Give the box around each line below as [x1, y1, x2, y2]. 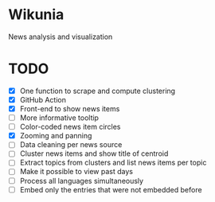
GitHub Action [19, 95, 66, 104]
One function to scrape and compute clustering [19, 86, 176, 95]
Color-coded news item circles [19, 122, 121, 132]
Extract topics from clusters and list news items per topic [19, 157, 207, 168]
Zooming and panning [19, 131, 92, 141]
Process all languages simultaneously [19, 176, 144, 185]
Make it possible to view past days [19, 167, 134, 177]
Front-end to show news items [19, 104, 120, 113]
